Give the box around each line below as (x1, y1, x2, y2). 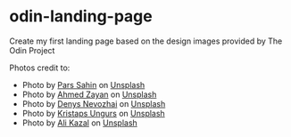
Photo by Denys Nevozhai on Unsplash (21, 98, 166, 109)
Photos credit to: (9, 62, 71, 73)
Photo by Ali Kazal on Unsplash (21, 117, 138, 128)
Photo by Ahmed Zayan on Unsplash (21, 89, 157, 100)
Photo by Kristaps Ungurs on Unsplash (21, 108, 165, 118)
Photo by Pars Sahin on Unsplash (21, 79, 145, 90)
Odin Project (9, 44, 55, 55)
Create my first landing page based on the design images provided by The (9, 36, 283, 46)
